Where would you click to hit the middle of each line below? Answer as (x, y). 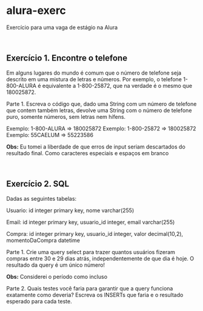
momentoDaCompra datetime (43, 240)
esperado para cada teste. (39, 301)
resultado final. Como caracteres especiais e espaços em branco (88, 153)
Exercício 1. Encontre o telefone (67, 58)
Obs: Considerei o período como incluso (57, 276)
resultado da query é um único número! (55, 265)
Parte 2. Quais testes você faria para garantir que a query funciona (90, 288)
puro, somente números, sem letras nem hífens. (66, 116)
